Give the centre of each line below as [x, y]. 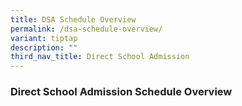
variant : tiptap [44, 38]
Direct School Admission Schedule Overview [121, 92]
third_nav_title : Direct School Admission [100, 57]
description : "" [44, 47]
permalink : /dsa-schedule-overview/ [86, 29]
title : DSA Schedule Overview [73, 19]
